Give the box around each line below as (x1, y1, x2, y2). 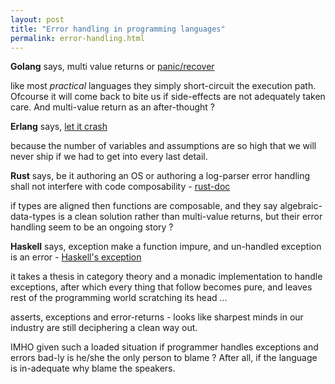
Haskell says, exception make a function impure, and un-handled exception (10, 241, 322, 253)
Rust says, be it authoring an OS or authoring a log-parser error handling (10, 170, 311, 182)
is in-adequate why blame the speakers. (10, 362, 176, 375)
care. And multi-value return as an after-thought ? (10, 101, 215, 113)
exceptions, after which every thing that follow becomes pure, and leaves (10, 281, 313, 293)
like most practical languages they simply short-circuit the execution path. (10, 80, 317, 92)
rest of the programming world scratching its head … (10, 292, 228, 304)
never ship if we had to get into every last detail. (10, 151, 208, 163)
